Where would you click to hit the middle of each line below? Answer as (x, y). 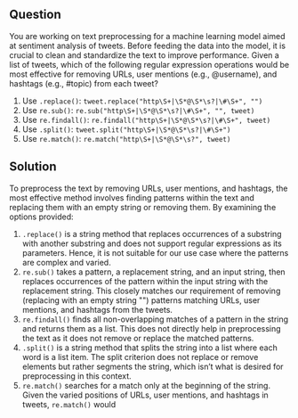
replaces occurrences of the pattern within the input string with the (145, 281)
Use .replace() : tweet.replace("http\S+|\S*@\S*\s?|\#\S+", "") (142, 101)
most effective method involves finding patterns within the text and (132, 197)
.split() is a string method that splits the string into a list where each (149, 348)
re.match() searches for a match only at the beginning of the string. (146, 385)
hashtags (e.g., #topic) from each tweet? (84, 83)
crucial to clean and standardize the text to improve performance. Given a (145, 55)
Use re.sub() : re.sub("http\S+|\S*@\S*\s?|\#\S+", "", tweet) (138, 110)
